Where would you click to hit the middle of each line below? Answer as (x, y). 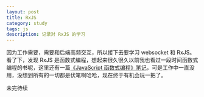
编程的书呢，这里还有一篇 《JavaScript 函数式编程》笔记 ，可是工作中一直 (98, 68)
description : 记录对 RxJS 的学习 (46, 35)
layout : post (23, 12)
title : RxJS (21, 18)
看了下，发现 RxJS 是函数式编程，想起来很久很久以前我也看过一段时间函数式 (102, 60)
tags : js (17, 29)
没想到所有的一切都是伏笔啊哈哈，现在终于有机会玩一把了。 (91, 75)
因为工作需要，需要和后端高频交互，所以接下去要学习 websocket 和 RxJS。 (101, 53)
